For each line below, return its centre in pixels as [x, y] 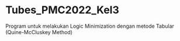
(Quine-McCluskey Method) [39, 32]
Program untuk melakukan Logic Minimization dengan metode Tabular [90, 26]
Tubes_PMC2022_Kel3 [62, 10]
